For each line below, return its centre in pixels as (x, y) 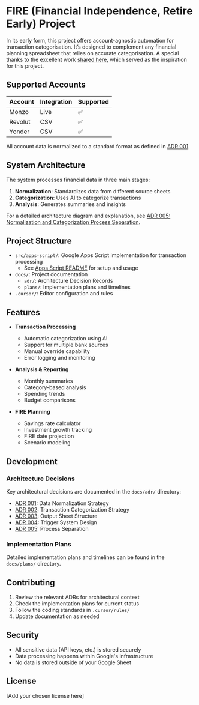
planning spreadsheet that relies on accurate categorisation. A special (93, 53)
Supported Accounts (46, 85)
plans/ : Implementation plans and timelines (77, 287)
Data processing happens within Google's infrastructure (84, 656)
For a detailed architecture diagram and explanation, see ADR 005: (88, 216)
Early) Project (41, 24)
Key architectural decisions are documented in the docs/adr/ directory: (94, 491)
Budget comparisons (50, 400)
